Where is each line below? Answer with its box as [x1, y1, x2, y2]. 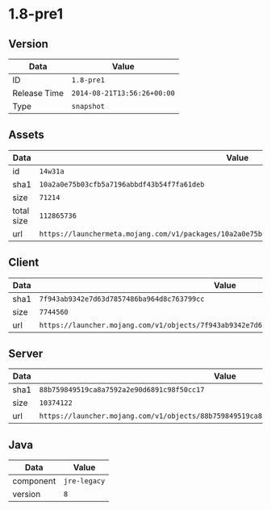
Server [8, 347, 44, 361]
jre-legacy [63, 477, 106, 486]
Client [8, 256, 40, 270]
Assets [8, 128, 44, 142]
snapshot [71, 102, 105, 111]
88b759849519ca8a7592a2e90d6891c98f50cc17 [39, 385, 205, 395]
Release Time [12, 88, 65, 98]
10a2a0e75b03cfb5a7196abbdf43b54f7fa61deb [39, 179, 205, 189]
